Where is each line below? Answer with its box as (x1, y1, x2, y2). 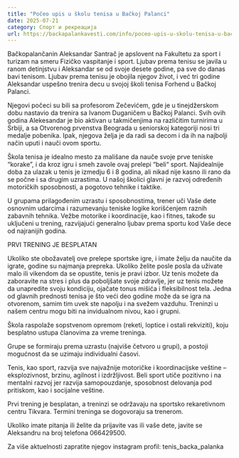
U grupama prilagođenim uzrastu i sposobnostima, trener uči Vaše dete (7, 197, 217, 205)
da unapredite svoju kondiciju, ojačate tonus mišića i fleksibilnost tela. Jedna (7, 285, 232, 293)
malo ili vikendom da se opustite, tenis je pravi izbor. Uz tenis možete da (7, 269, 219, 278)
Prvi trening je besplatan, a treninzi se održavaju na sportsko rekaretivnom (7, 400, 225, 408)
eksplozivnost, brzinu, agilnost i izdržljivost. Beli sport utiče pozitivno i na (7, 371, 222, 380)
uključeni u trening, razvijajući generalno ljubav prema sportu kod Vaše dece (7, 219, 232, 228)
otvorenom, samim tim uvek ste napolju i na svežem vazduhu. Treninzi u (7, 300, 218, 308)
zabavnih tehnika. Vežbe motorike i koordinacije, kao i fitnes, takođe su (7, 212, 216, 220)
